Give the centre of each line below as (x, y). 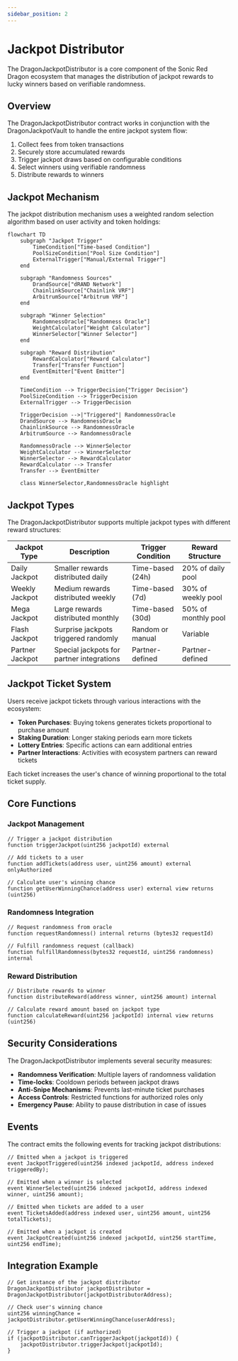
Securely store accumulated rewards (71, 152)
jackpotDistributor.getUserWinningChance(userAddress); (91, 1319)
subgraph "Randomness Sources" (66, 278)
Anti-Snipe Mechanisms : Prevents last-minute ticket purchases (111, 1089)
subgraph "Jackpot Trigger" (61, 241)
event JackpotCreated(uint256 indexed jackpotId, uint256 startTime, (112, 1238)
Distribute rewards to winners (61, 175)
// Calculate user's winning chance (61, 882)
